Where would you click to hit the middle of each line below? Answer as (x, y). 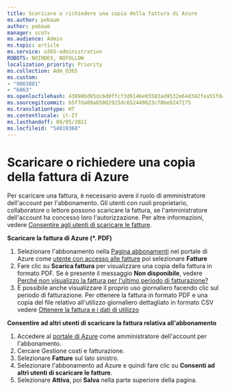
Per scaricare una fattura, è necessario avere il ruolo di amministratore (106, 195)
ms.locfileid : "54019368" (44, 128)
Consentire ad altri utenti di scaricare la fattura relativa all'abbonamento (112, 323)
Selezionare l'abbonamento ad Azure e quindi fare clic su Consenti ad (116, 366)
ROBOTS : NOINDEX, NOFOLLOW (46, 58)
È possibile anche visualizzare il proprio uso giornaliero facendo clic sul (118, 288)
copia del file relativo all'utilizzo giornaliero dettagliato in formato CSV (115, 303)
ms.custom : (23, 77)
